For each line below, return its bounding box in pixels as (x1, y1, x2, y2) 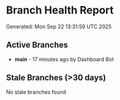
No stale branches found (6, 88, 66, 95)
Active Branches (6, 40, 68, 50)
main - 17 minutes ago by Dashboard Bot (14, 55, 114, 62)
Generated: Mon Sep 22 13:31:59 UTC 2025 (6, 23, 112, 30)
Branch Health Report (6, 4, 114, 17)
